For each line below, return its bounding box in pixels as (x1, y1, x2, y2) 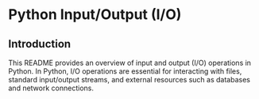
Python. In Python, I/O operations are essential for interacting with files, (8, 67, 242, 76)
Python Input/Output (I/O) (8, 6, 182, 24)
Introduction (8, 37, 72, 51)
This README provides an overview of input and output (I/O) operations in (8, 58, 252, 67)
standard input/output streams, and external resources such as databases (8, 75, 250, 84)
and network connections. (8, 83, 94, 93)
